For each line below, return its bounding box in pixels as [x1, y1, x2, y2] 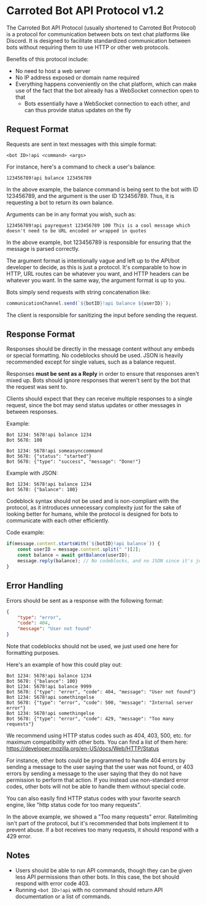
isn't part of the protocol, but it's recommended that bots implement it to [6, 820, 189, 827]
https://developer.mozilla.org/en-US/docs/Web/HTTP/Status [6, 745, 159, 752]
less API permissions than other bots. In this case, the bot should [15, 873, 180, 880]
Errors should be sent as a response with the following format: [6, 597, 164, 604]
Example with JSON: [6, 470, 58, 477]
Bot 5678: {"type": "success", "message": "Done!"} [6, 459, 141, 465]
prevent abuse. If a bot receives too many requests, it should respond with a [6, 826, 199, 833]
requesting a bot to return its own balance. [6, 199, 114, 206]
